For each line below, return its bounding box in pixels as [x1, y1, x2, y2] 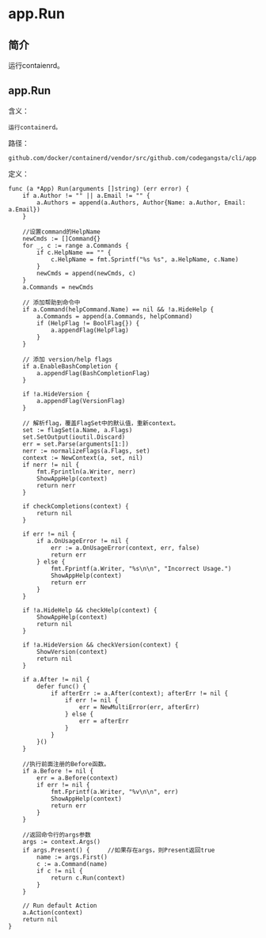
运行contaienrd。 [8, 61, 65, 70]
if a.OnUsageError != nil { [36, 537, 129, 545]
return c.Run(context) [50, 874, 126, 882]
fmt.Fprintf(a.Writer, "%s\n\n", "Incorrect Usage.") [50, 564, 232, 572]
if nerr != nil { [22, 461, 80, 469]
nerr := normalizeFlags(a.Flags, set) [22, 446, 150, 455]
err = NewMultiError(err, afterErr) [78, 703, 200, 711]
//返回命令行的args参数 [22, 830, 91, 839]
